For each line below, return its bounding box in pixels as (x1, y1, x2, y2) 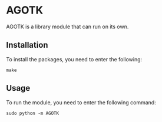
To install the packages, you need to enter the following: (6, 55, 143, 62)
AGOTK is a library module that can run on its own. (6, 23, 129, 30)
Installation (6, 40, 48, 50)
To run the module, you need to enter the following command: (6, 98, 156, 106)
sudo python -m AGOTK (6, 110, 59, 116)
